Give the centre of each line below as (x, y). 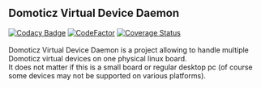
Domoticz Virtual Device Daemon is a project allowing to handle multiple (129, 50)
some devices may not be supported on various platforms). (107, 75)
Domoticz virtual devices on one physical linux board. (98, 58)
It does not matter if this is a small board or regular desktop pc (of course (130, 67)
